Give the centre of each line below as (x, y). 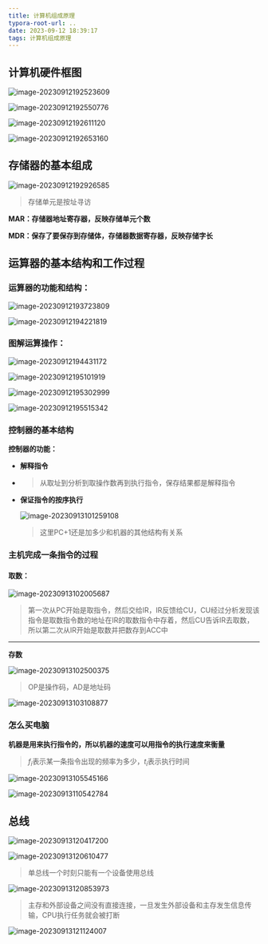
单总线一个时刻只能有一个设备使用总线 (91, 873)
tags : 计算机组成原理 (40, 38)
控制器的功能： (33, 449)
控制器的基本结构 (41, 430)
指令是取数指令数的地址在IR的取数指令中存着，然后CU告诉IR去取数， (140, 621)
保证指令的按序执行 (51, 500)
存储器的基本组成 (50, 166)
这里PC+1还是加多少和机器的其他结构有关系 (111, 533)
